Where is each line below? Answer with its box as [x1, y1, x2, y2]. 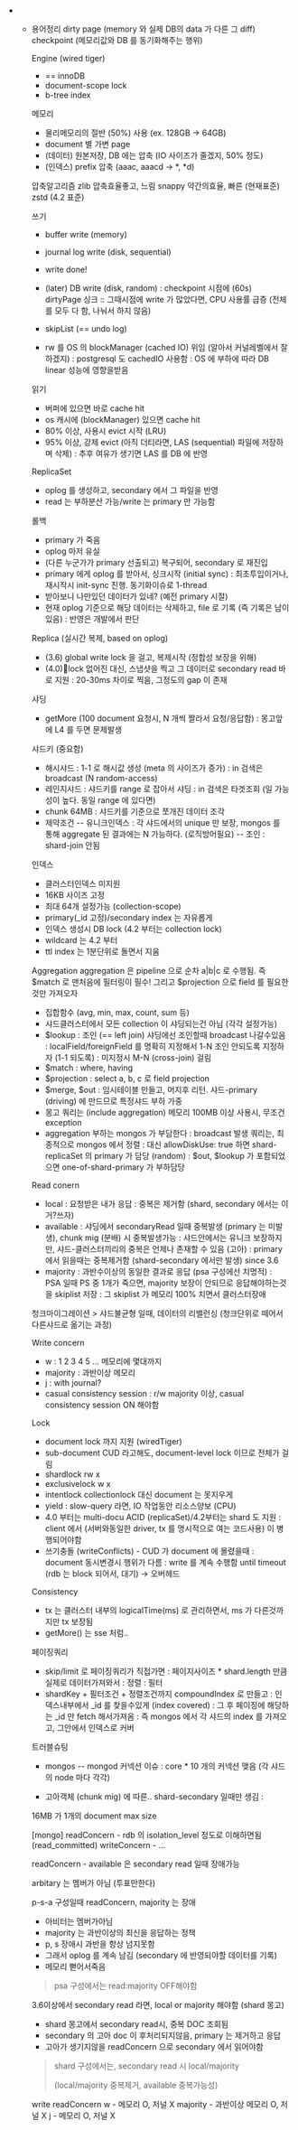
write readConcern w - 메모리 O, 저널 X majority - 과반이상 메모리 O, [31, 2099, 279, 2109]
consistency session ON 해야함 [44, 1399, 160, 1410]
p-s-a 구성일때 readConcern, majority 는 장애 [31, 1897, 197, 1907]
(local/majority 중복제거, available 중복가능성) [53, 2079, 219, 2090]
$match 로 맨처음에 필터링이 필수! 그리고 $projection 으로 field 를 [31, 976, 265, 987]
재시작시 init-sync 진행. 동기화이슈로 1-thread [44, 580, 208, 590]
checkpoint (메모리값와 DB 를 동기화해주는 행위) [31, 35, 203, 45]
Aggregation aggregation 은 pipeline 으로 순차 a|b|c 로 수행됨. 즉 [31, 966, 266, 976]
